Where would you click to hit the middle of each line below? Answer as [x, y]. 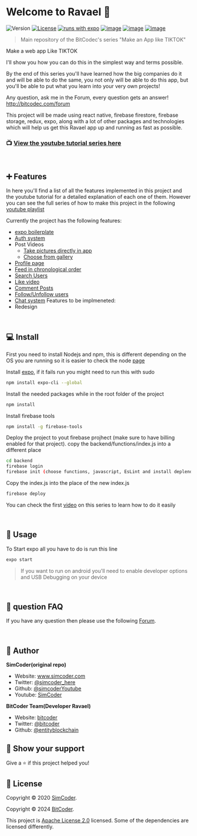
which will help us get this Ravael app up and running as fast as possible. [94, 127]
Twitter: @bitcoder [37, 724]
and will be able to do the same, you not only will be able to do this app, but [97, 80]
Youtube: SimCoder [38, 695]
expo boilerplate [34, 232]
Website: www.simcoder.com [50, 676]
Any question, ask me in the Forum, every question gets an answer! [87, 97]
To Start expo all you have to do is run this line [62, 549]
